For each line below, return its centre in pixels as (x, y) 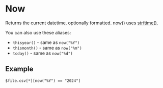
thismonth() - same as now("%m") (47, 48)
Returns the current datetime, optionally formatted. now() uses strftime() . (82, 23)
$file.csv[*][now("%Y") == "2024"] (43, 81)
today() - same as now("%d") (43, 53)
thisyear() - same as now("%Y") (46, 42)
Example (19, 69)
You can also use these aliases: (38, 32)
